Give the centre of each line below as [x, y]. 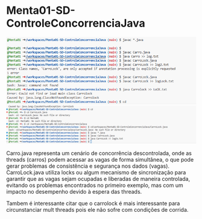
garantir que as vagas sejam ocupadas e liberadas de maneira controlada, [98, 179]
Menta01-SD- [41, 11]
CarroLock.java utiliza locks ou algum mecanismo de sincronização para [96, 172]
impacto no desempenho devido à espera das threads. [74, 191]
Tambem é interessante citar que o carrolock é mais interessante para [93, 203]
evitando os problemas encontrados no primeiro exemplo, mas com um [95, 185]
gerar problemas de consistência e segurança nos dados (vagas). [88, 166]
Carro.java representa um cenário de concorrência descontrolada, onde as [99, 153]
